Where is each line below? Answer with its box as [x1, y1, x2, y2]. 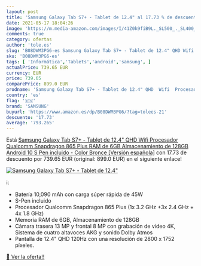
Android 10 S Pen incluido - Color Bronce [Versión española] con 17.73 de [6, 149, 187, 156]
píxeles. [14, 241, 35, 249]
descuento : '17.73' [6, 114, 55, 120]
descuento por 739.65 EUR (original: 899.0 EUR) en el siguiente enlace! [6, 155, 182, 163]
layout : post [6, 8, 39, 15]
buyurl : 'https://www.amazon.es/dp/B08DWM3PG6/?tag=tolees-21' [6, 109, 167, 115]
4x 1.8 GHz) [14, 210, 44, 217]
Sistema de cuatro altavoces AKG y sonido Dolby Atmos [14, 229, 153, 236]
